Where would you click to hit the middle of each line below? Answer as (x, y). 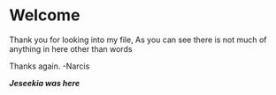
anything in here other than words (71, 48)
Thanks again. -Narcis (50, 66)
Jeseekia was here (45, 83)
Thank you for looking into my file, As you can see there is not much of (138, 40)
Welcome (45, 15)
